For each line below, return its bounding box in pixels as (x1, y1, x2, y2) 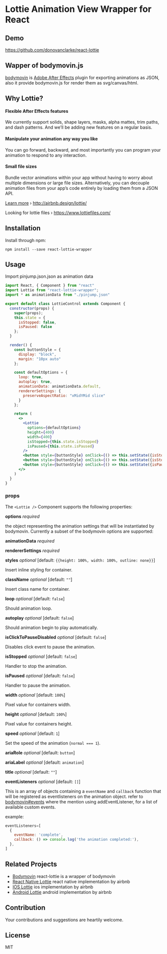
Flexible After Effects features (5, 108, 69, 114)
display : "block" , (18, 352, 57, 357)
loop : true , (18, 375, 43, 380)
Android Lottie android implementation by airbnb (12, 889, 112, 895)
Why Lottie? (5, 94, 43, 103)
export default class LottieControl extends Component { (5, 302, 126, 307)
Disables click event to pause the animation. (5, 643, 95, 649)
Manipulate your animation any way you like (5, 136, 98, 142)
